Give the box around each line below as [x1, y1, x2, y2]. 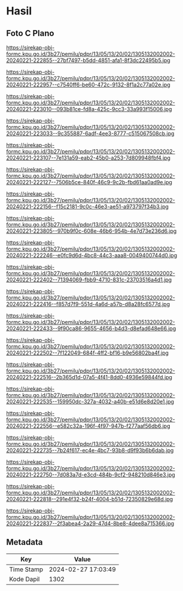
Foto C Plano [6, 28, 54, 38]
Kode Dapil [9, 575, 40, 583]
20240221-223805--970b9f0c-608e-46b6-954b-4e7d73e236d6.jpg [6, 227, 177, 235]
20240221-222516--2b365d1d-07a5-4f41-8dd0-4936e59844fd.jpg [6, 374, 172, 380]
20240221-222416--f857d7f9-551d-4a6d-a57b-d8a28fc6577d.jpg [6, 301, 170, 307]
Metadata [6, 537, 43, 547]
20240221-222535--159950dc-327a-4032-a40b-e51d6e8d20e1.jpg [6, 398, 175, 405]
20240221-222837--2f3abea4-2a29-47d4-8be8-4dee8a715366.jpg [6, 520, 175, 527]
